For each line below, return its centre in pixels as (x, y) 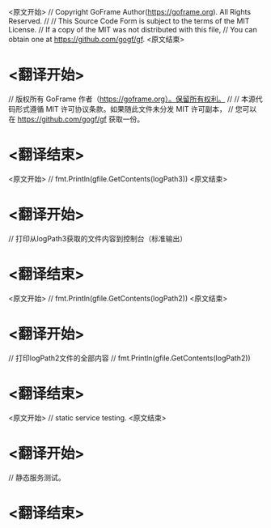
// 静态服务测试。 (37, 477)
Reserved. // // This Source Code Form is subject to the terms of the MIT (129, 21)
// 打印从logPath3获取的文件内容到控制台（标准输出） (98, 238)
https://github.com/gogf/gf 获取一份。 (80, 119)
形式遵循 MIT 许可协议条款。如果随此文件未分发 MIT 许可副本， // (124, 109)
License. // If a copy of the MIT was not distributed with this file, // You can (133, 30)
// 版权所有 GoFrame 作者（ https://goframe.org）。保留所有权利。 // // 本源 (132, 99)
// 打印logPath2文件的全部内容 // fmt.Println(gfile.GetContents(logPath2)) (129, 358)
